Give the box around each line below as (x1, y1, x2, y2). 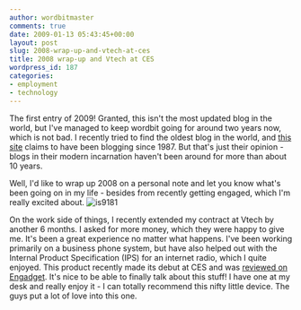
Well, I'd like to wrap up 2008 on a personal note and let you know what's (9, 177, 281, 188)
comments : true (9, 22, 66, 30)
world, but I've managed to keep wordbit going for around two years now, (9, 122, 281, 133)
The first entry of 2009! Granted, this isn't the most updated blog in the (9, 113, 272, 124)
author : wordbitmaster (9, 13, 94, 22)
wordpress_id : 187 (9, 64, 78, 73)
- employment (9, 80, 58, 89)
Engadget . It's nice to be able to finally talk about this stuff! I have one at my (9, 271, 290, 282)
